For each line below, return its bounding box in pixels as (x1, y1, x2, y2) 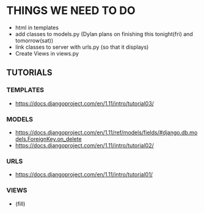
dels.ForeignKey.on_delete (15, 135, 82, 142)
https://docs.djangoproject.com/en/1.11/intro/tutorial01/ (15, 171, 153, 178)
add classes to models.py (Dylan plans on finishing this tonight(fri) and (15, 30, 194, 37)
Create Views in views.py (15, 49, 79, 57)
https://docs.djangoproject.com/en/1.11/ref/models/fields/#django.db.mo (15, 129, 198, 136)
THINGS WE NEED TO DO (6, 4, 136, 18)
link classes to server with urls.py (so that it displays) (15, 43, 149, 51)
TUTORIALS (6, 68, 53, 78)
